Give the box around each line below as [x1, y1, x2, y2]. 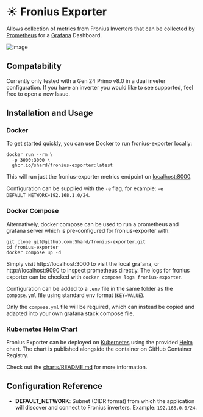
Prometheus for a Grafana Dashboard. [6, 31, 102, 38]
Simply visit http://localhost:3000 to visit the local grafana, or [6, 260, 160, 267]
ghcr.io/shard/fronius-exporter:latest [12, 162, 113, 169]
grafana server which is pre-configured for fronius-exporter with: [6, 227, 170, 234]
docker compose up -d [6, 249, 62, 255]
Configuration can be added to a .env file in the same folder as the [6, 285, 173, 292]
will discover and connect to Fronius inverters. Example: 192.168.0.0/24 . [15, 404, 197, 411]
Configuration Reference [6, 381, 102, 391]
